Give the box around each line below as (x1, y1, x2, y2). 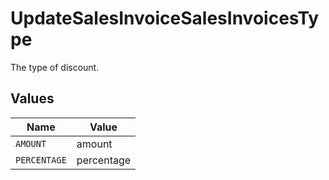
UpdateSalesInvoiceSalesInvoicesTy (10, 7, 320, 30)
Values (10, 90, 55, 107)
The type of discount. (10, 61, 100, 73)
